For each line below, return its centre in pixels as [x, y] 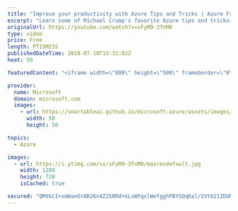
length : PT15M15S [33, 47]
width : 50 [40, 119]
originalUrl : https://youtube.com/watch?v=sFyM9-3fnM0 [90, 27]
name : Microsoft [38, 92]
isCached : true [42, 184]
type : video [25, 34]
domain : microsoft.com [47, 99]
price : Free [25, 40]
